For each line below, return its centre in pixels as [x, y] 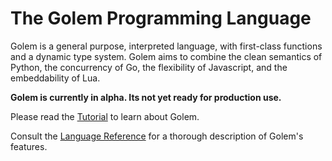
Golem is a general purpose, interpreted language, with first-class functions [166, 46]
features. [29, 146]
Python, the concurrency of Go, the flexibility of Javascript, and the [149, 67]
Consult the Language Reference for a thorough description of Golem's [157, 136]
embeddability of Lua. [55, 78]
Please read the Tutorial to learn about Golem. [105, 116]
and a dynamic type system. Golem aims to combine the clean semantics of [166, 56]
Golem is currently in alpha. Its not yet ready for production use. [146, 97]
